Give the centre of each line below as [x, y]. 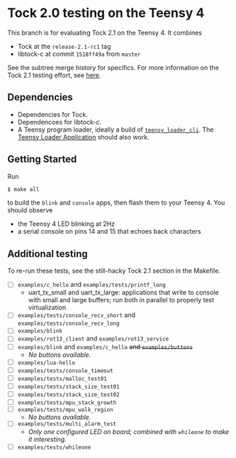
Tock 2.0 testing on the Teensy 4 [106, 13]
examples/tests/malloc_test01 [62, 379]
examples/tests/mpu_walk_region [65, 410]
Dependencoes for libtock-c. [60, 122]
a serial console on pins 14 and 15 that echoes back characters [109, 231]
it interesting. [47, 439]
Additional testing [48, 254]
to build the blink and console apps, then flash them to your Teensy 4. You [116, 202]
